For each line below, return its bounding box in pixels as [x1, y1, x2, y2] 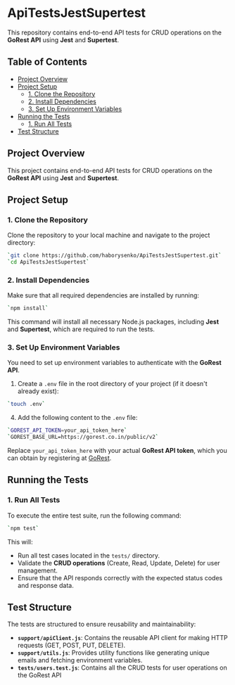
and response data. [17, 581, 74, 589]
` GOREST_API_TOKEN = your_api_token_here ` [7, 427, 128, 434]
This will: [7, 537, 33, 546]
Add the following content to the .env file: [17, 414, 138, 422]
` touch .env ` [7, 401, 46, 408]
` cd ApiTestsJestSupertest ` [7, 259, 90, 266]
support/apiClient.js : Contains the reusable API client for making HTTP [17, 634, 228, 642]
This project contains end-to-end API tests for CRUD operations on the [7, 166, 212, 174]
